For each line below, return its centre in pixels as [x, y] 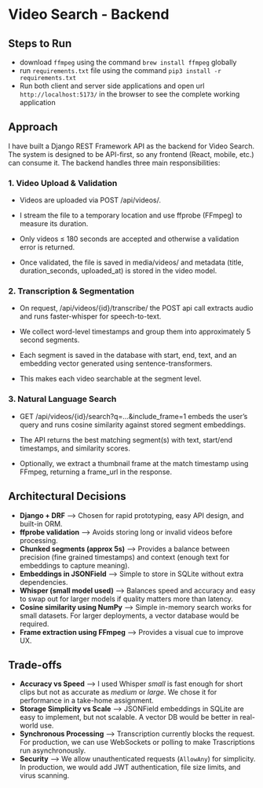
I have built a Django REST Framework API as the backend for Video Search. [131, 146]
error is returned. [47, 247]
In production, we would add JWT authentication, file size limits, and [130, 768]
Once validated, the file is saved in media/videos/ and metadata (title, [131, 263]
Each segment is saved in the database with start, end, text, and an [128, 356]
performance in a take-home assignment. [87, 701]
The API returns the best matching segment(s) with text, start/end [126, 440]
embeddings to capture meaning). [75, 565]
